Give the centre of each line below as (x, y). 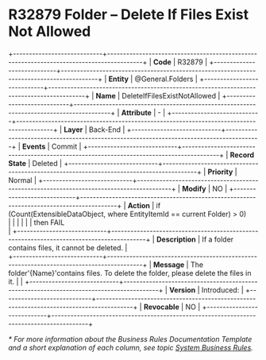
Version (183, 290)
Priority (220, 172)
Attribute (137, 112)
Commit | (66, 146)
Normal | (23, 180)
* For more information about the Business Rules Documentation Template (130, 339)
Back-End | (107, 130)
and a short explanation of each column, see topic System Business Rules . (131, 347)
